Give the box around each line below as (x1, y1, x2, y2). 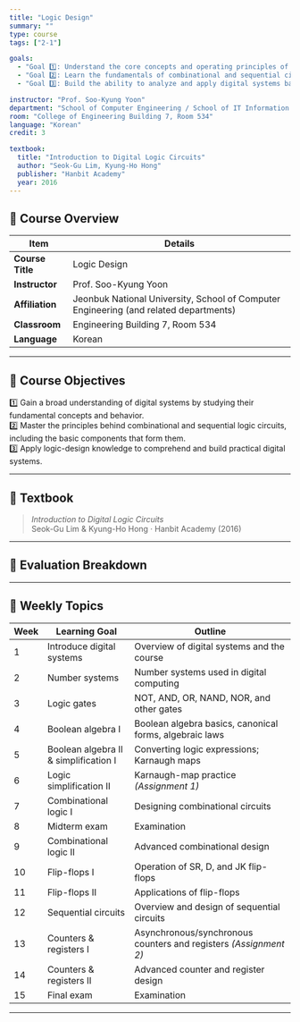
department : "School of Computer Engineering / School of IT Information (9, 104, 290, 113)
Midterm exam (47, 820, 109, 832)
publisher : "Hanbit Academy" (17, 169, 126, 179)
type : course (9, 30, 58, 38)
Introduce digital (47, 640, 116, 653)
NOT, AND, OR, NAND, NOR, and (133, 691, 271, 704)
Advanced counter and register (133, 963, 265, 976)
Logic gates (47, 697, 96, 709)
